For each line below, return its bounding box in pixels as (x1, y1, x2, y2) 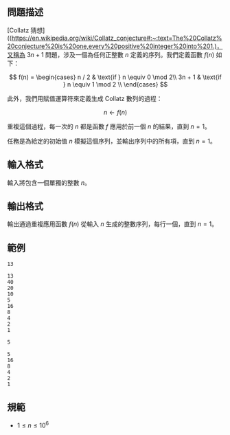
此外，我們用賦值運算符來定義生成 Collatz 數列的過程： (7, 94, 163, 102)
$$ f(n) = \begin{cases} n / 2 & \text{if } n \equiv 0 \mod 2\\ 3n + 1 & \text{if (9, 73, 222, 81)
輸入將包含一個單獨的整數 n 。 (7, 178, 91, 187)
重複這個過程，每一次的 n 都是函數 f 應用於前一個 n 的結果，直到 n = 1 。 (7, 122, 211, 131)
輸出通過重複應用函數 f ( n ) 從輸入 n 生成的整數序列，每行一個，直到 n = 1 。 (7, 220, 218, 228)
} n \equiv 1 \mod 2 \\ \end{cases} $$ (62, 80, 168, 88)
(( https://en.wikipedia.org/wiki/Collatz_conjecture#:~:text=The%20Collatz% (7, 34, 222, 42)
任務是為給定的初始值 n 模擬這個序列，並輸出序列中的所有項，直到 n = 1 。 (7, 137, 216, 145)
